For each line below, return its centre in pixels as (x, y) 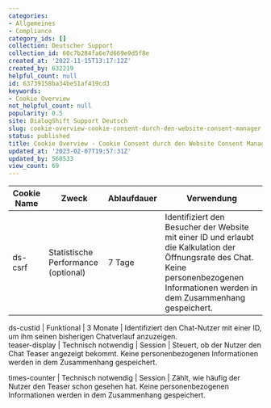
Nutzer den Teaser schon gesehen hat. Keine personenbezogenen (119, 387)
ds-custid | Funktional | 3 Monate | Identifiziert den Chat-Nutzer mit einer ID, (135, 328)
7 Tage (121, 263)
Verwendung (212, 199)
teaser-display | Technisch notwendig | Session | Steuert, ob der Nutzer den (135, 345)
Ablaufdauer (132, 199)
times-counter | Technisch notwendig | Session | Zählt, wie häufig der (124, 378)
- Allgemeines (32, 23)
